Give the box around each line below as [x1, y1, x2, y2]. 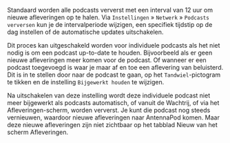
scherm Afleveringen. [7, 128, 69, 136]
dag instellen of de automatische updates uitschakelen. [7, 28, 164, 36]
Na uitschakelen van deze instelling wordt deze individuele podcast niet [7, 91, 211, 99]
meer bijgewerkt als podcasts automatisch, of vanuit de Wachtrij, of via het [7, 99, 220, 106]
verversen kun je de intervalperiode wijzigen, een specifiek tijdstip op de [7, 21, 213, 28]
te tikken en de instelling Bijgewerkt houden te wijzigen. [7, 78, 165, 86]
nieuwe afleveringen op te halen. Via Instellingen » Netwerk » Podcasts [7, 13, 210, 21]
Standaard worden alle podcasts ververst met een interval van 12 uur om [7, 6, 213, 14]
